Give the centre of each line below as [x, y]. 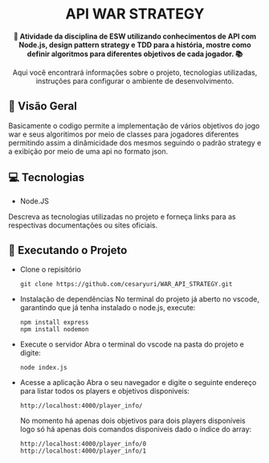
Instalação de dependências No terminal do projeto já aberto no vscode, [139, 299]
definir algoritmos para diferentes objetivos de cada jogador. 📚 [135, 54]
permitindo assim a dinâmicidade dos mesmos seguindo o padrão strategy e [135, 142]
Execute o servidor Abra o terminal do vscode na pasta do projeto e [132, 344]
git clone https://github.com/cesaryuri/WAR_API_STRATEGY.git [126, 285]
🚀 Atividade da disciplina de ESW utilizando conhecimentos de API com [135, 36]
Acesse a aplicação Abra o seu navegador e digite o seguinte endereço [138, 383]
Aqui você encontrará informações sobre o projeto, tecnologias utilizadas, [135, 72]
